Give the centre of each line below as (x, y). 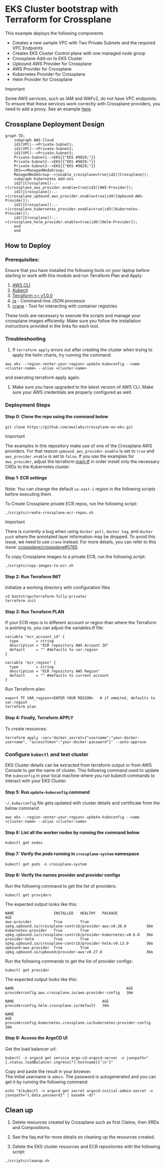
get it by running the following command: (47, 1082)
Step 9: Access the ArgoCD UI (36, 1038)
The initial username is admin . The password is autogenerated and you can (81, 1076)
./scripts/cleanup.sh (27, 1161)
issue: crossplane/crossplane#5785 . (42, 547)
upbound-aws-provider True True (47, 948)
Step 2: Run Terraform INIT (33, 576)
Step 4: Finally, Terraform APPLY (39, 718)
